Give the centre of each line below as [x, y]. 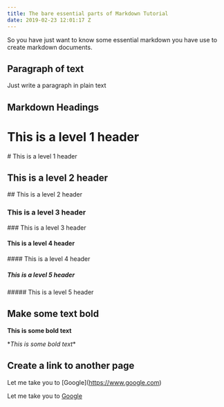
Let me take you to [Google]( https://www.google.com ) [84, 382]
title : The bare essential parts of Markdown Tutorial [88, 13]
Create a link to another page [71, 366]
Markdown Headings [53, 107]
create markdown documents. [50, 47]
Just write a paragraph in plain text [57, 85]
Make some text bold [53, 314]
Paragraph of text [46, 69]
